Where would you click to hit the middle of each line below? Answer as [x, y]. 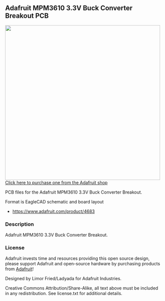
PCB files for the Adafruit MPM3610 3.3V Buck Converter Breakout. [74, 192]
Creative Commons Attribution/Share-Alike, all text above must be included [82, 288]
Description [20, 224]
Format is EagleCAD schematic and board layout [55, 201]
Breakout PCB [27, 16]
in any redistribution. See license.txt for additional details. [64, 294]
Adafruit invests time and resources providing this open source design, [78, 258]
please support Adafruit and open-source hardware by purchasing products [82, 264]
